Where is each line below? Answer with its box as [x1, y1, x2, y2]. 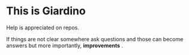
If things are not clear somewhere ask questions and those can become [6, 35, 184, 42]
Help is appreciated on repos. [6, 24, 79, 31]
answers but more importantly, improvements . [6, 42, 124, 49]
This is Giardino [6, 4, 86, 18]
